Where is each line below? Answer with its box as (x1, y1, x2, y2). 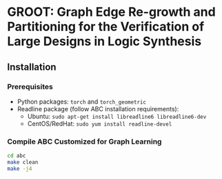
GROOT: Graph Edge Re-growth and (7, 4, 216, 20)
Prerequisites (7, 82, 53, 91)
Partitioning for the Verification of (7, 19, 205, 35)
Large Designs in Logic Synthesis (7, 34, 202, 49)
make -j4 (7, 165, 32, 172)
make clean (7, 159, 39, 166)
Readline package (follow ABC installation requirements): (17, 104, 179, 113)
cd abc (7, 153, 26, 160)
